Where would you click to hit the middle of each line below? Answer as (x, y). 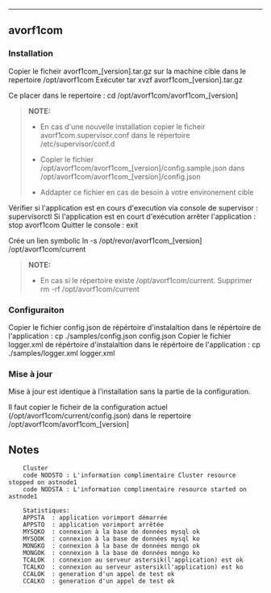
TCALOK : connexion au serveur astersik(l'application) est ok (133, 560)
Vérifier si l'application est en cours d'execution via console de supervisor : (133, 207)
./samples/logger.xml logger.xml (62, 353)
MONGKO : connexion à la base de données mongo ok (111, 546)
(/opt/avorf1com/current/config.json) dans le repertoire (100, 416)
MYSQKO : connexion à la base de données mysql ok (111, 532)
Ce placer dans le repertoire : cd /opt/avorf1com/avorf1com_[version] (123, 95)
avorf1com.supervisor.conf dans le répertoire (115, 135)
